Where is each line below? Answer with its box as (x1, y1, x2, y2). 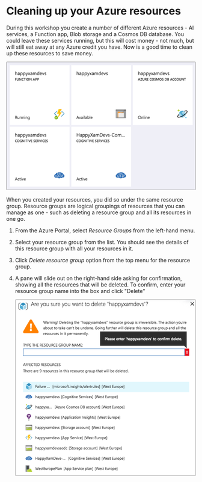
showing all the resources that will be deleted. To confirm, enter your (14, 281, 186, 288)
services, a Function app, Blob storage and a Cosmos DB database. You (6, 30, 185, 37)
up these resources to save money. (6, 49, 93, 57)
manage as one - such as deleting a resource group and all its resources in (6, 209, 192, 216)
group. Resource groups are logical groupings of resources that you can (6, 203, 185, 210)
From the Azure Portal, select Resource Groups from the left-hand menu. (14, 227, 195, 234)
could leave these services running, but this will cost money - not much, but (6, 37, 194, 44)
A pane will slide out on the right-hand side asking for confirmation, (14, 275, 182, 282)
